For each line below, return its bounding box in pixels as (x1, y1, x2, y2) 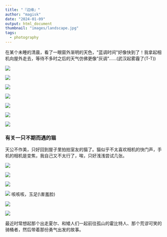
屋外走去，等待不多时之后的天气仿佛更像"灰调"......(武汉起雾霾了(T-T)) (13, 55, 156, 61)
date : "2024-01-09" (5, 16, 46, 21)
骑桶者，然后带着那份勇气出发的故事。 (5, 227, 83, 233)
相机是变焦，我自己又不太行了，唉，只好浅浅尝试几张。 (13, 153, 127, 159)
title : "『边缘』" (5, 7, 41, 12)
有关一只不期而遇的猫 (5, 134, 56, 141)
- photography (9, 35, 39, 40)
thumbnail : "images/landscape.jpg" (5, 26, 79, 31)
